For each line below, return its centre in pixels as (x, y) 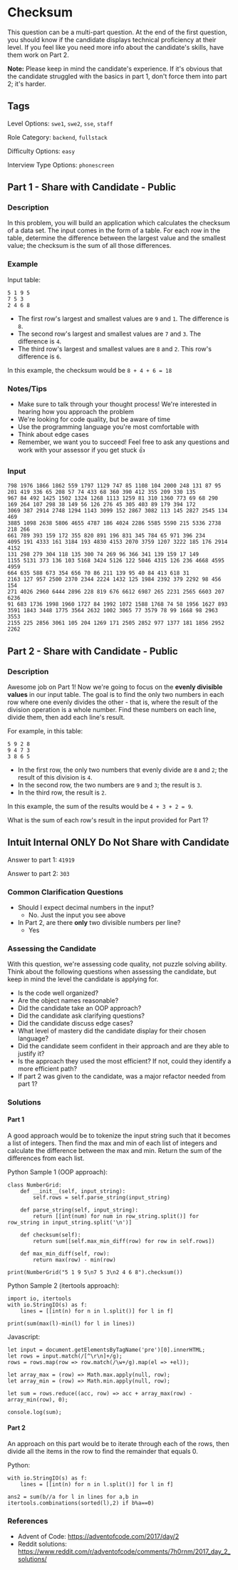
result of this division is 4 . (55, 778)
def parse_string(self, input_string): (79, 1210)
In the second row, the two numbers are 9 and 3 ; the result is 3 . (110, 785)
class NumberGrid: (35, 1185)
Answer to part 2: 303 (38, 873)
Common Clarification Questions (65, 892)
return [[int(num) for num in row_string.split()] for (116, 1216)
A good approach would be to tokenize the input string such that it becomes (119, 1135)
